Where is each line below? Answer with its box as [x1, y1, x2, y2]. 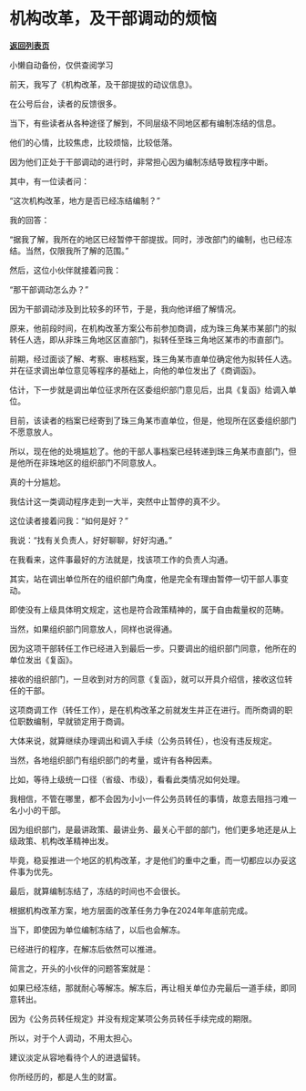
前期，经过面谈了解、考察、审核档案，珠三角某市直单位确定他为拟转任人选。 [9, 353, 297, 365]
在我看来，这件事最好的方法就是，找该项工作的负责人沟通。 [9, 553, 233, 565]
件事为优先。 [9, 866, 57, 877]
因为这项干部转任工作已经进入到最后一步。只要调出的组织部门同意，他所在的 [9, 643, 297, 654]
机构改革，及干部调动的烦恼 [9, 8, 218, 29]
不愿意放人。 [9, 426, 57, 437]
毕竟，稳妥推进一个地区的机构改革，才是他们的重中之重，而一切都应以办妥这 [9, 854, 297, 866]
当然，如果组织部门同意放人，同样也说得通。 [9, 623, 178, 634]
